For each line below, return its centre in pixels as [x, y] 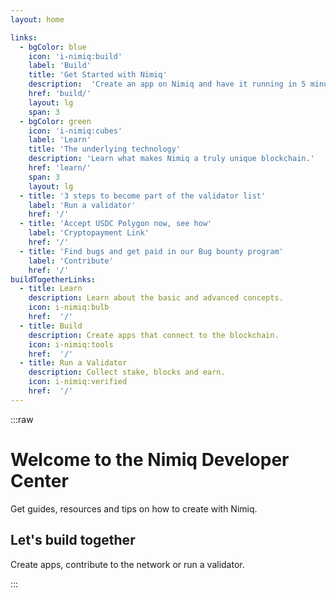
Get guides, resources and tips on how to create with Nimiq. [134, 508]
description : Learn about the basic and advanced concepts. [156, 298]
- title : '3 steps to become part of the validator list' [143, 196]
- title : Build [51, 326]
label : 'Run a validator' [82, 205]
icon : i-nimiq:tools [71, 344]
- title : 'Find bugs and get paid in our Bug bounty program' [151, 251]
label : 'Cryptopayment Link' [89, 233]
